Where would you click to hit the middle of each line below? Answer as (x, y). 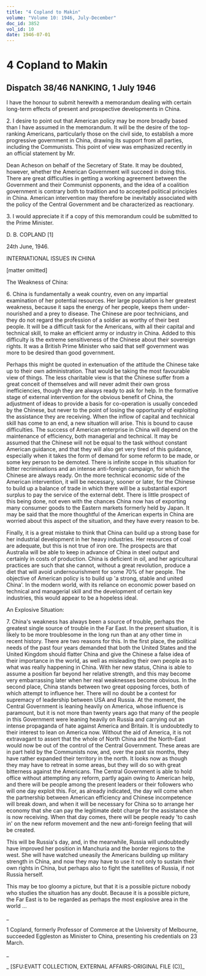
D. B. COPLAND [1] (30, 235)
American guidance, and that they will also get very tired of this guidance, (100, 449)
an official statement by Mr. (41, 153)
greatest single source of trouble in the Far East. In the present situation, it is (103, 628)
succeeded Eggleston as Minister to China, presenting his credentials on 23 (102, 936)
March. (15, 943)
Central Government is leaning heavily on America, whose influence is (95, 706)
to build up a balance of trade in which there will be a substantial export (97, 489)
